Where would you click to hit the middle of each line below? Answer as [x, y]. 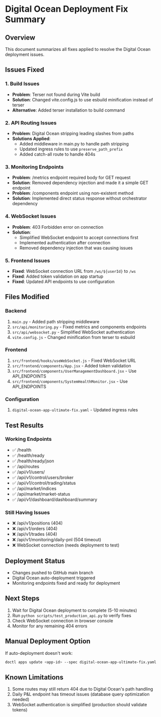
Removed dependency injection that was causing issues [76, 248]
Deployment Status [35, 561]
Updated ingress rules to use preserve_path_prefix [71, 149]
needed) [21, 699]
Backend [16, 311]
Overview [20, 37]
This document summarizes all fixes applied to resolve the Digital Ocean [78, 49]
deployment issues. [25, 54]
